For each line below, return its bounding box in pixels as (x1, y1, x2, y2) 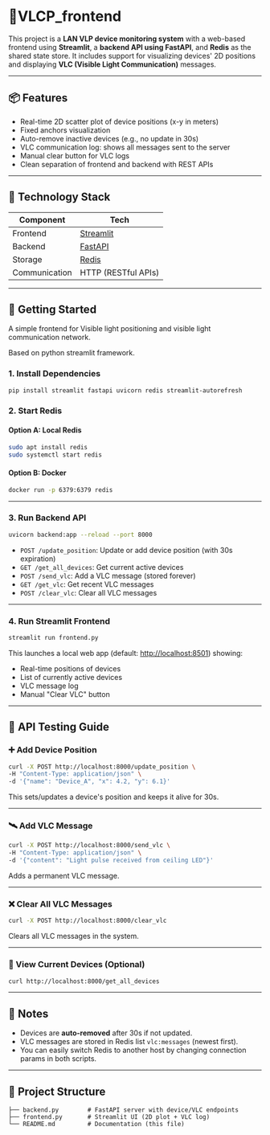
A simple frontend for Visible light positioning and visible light (8, 324, 211, 334)
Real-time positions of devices (19, 663, 121, 674)
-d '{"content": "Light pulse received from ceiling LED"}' (8, 856, 215, 865)
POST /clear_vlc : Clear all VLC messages (19, 588, 157, 597)
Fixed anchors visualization (19, 125, 111, 135)
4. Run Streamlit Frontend (8, 615, 111, 626)
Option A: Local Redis (8, 425, 82, 435)
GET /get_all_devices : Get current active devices (19, 562, 184, 572)
